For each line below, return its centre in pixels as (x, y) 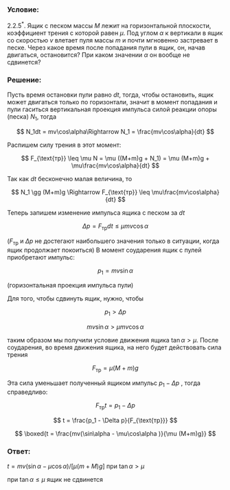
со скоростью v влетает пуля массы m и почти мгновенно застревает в (113, 40)
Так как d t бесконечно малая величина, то (70, 179)
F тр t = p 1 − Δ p (115, 406)
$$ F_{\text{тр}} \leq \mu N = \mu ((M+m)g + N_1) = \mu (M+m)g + (115, 159)
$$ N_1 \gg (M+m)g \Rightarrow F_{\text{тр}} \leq (81, 192)
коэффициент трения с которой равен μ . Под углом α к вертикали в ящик (115, 33)
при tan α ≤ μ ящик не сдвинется (55, 479)
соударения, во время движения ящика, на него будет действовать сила (114, 347)
